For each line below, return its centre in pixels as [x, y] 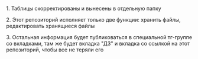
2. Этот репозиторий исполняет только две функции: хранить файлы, [93, 20]
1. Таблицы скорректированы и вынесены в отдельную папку [84, 8]
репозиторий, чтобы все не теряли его [55, 50]
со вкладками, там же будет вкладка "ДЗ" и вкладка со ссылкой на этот [98, 44]
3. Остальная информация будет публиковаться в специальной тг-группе [99, 37]
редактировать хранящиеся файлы [51, 26]
